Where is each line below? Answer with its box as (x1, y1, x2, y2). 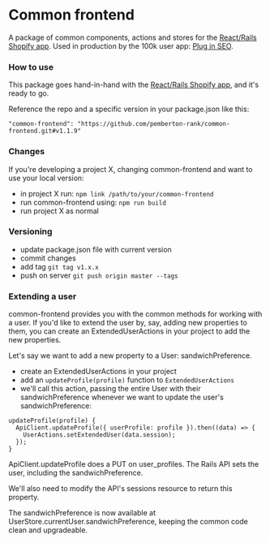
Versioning (8, 226, 53, 237)
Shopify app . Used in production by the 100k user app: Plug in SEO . (8, 41, 234, 50)
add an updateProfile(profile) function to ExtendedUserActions (19, 375, 235, 385)
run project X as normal (19, 205, 99, 216)
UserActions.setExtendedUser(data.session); (23, 431, 176, 439)
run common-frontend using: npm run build (19, 197, 166, 207)
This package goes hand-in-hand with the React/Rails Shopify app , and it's (8, 80, 259, 90)
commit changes (19, 253, 77, 263)
